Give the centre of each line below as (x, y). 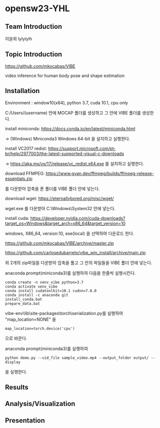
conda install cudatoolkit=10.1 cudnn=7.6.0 (51, 291)
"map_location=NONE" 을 (31, 319)
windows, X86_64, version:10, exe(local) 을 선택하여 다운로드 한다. (70, 233)
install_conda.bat (24, 299)
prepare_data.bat (23, 303)
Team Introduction (34, 27)
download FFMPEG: (25, 173)
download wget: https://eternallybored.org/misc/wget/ (60, 198)
